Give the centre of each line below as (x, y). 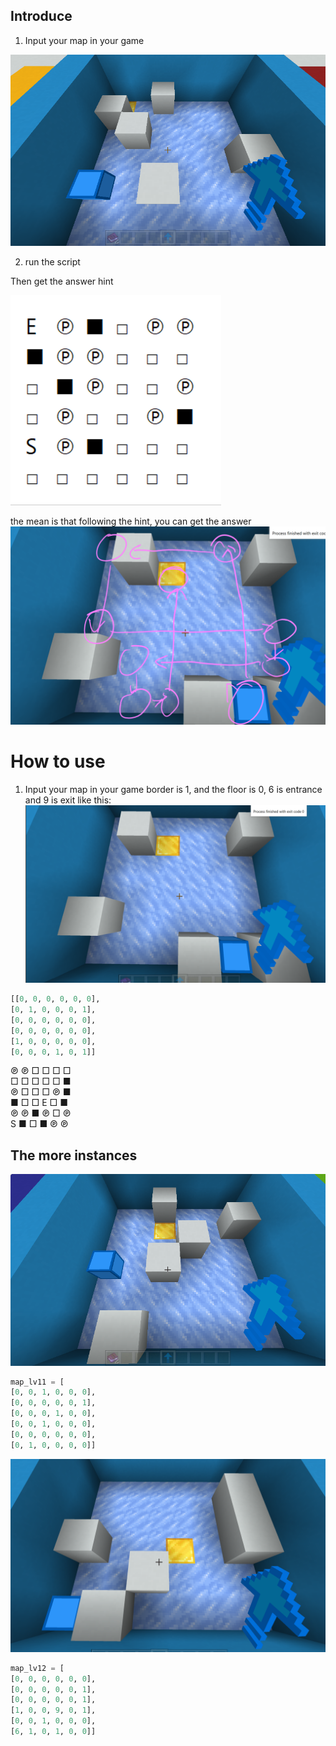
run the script (52, 262)
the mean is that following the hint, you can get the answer (131, 521)
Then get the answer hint (62, 281)
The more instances (74, 1155)
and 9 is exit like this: (68, 800)
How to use (58, 761)
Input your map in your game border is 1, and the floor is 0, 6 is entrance (173, 790)
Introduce (41, 16)
